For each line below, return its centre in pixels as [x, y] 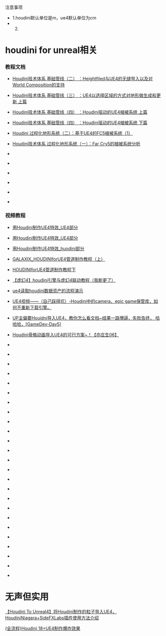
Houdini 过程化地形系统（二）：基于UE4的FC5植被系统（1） [72, 133]
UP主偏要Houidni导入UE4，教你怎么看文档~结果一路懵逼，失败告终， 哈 [86, 318]
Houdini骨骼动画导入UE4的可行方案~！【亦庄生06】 [66, 334]
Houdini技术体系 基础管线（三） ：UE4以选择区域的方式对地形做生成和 [84, 95]
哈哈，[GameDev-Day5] [37, 324]
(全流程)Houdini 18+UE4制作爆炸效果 [43, 628]
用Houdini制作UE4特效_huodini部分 [48, 248]
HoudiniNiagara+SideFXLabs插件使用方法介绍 [52, 618]
